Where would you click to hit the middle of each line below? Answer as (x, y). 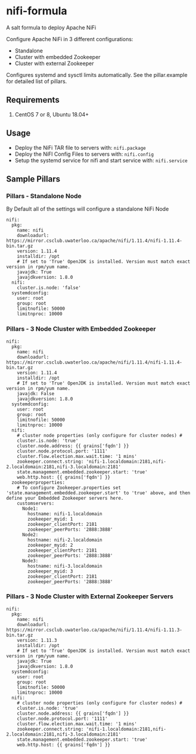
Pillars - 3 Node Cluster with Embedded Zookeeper (81, 329)
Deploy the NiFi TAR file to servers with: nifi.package (80, 147)
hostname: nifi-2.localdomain (65, 540)
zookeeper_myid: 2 (50, 545)
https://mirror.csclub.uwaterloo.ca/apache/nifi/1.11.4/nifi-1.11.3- (94, 630)
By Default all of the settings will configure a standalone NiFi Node (88, 209)
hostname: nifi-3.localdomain (65, 566)
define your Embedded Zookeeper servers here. (65, 498)
